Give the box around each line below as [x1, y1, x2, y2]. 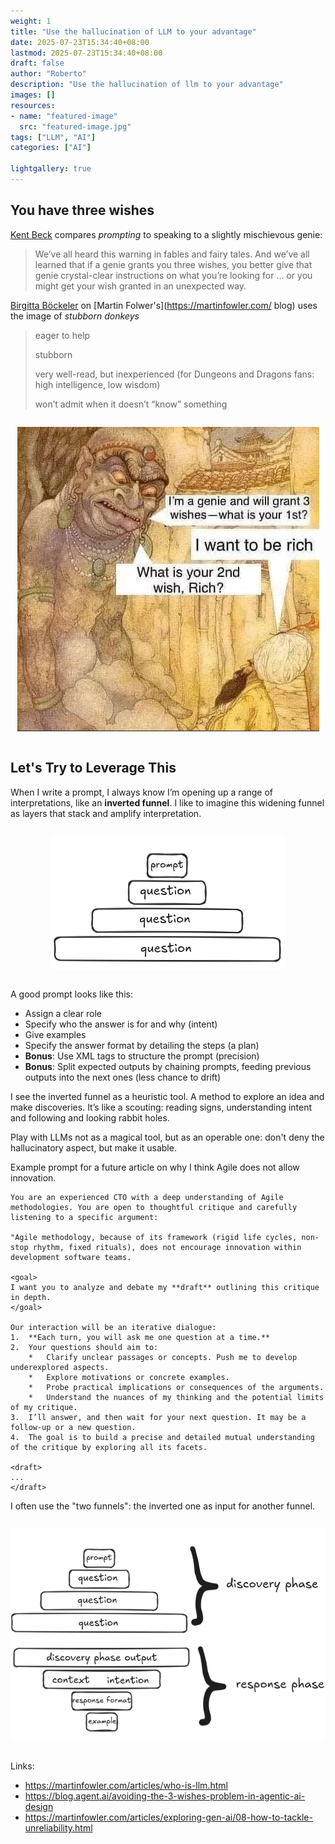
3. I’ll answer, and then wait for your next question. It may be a [10, 1412, 307, 1422]
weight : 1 [10, 16, 52, 26]
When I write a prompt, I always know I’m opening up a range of [10, 786, 274, 798]
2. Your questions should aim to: [10, 1342, 159, 1352]
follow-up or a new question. [10, 1422, 137, 1432]
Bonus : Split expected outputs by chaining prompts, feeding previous [24, 1060, 312, 1072]
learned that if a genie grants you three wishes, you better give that [34, 258, 313, 270]
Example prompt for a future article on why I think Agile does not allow [10, 1161, 300, 1173]
